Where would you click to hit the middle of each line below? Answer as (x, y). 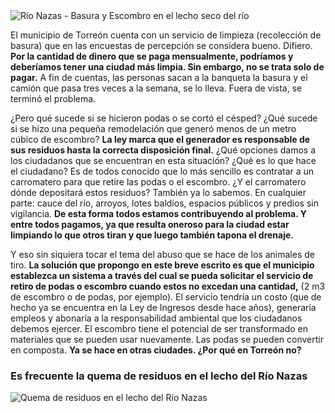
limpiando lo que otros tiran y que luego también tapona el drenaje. (152, 235)
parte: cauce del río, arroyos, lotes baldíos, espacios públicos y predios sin (164, 203)
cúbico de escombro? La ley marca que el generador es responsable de (160, 139)
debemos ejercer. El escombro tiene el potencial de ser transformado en (159, 328)
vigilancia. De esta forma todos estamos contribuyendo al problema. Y (159, 213)
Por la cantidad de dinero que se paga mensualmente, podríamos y (152, 56)
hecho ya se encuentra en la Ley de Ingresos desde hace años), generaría (163, 307)
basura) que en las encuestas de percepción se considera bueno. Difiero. (161, 45)
